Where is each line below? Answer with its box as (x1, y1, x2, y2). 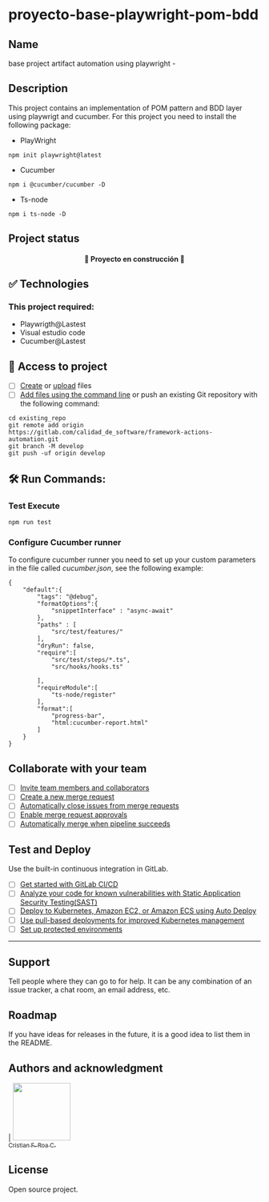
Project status (8, 232, 80, 246)
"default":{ (22, 586, 62, 594)
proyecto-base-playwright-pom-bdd (8, 6, 259, 24)
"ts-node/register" (50, 691, 116, 699)
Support (8, 956, 50, 969)
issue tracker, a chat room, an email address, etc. (8, 985, 171, 995)
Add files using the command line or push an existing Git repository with (19, 390, 258, 399)
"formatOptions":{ (37, 600, 98, 608)
